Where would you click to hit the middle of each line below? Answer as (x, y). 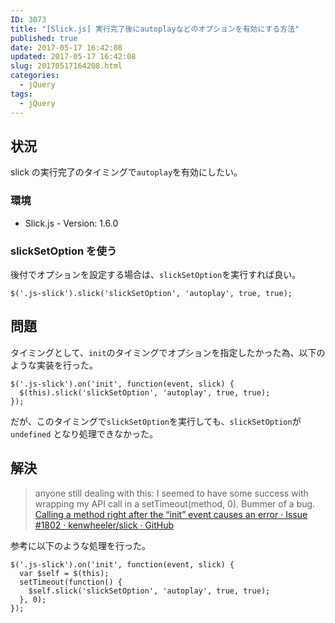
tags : (21, 94)
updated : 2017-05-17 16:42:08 (73, 57)
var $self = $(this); (64, 573)
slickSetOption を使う (64, 251)
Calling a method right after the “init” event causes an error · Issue (171, 514)
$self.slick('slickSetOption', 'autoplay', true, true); (149, 591)
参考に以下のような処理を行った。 (80, 545)
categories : (35, 76)
